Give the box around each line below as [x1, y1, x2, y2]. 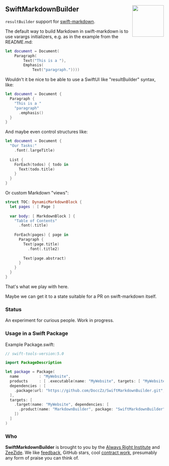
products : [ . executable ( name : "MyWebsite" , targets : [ [10, 379, 141, 384]
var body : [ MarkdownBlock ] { [10, 214, 75, 219]
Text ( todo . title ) [18, 167, 55, 172]
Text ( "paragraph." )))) [32, 68, 80, 73]
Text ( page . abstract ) [23, 255, 66, 261]
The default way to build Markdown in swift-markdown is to [5, 28, 129, 34]
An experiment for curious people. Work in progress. [5, 317, 114, 323]
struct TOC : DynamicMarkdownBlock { [5, 199, 82, 205]
